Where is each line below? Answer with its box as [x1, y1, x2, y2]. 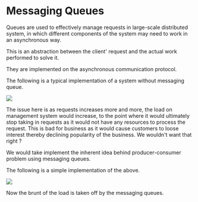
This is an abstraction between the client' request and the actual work [6, 47, 177, 54]
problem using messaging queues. [6, 155, 91, 162]
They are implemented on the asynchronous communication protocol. [6, 65, 177, 72]
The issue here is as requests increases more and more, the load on [6, 105, 172, 113]
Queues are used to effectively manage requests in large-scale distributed [6, 24, 188, 31]
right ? [6, 137, 22, 145]
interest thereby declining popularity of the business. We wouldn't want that [6, 131, 192, 138]
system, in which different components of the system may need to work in [6, 30, 188, 37]
